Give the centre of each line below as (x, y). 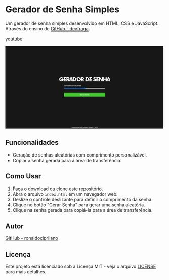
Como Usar (23, 176)
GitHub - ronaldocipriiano (32, 238)
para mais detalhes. (26, 272)
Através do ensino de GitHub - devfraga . (48, 28)
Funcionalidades (32, 143)
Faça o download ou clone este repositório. (58, 189)
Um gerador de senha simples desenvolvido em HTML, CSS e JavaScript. (82, 23)
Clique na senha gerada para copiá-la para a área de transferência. (82, 210)
